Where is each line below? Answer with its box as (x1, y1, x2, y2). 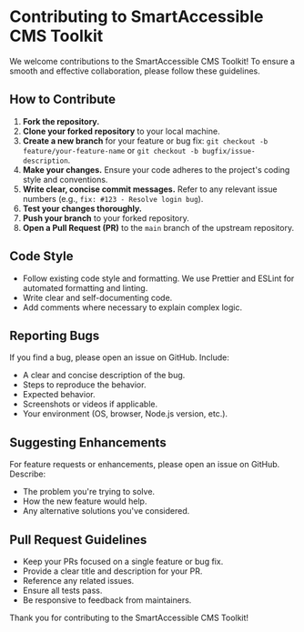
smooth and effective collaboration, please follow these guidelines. (9, 65, 261, 76)
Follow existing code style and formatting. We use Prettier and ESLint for (22, 273, 295, 284)
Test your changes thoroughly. (22, 203, 143, 214)
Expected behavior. (22, 389, 96, 400)
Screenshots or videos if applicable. (22, 398, 158, 410)
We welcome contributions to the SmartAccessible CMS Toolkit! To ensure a (9, 55, 296, 66)
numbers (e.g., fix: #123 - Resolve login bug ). (22, 193, 204, 204)
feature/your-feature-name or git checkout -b (22, 145, 198, 155)
